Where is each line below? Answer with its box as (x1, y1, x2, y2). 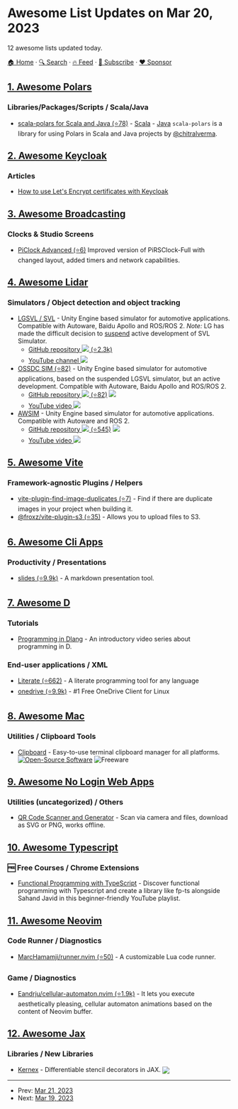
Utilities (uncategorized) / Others (7, 797, 124, 807)
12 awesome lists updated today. (7, 43, 103, 52)
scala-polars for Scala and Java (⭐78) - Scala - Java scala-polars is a (17, 119, 223, 127)
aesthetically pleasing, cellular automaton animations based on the (17, 1000, 212, 1008)
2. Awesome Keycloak (7, 150, 108, 162)
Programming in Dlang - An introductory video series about (17, 634, 191, 643)
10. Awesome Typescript (7, 841, 119, 853)
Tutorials (7, 618, 39, 628)
